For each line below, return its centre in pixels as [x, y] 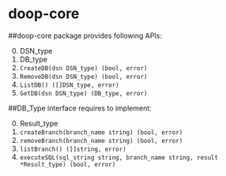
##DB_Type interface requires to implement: [80, 108]
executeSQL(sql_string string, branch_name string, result [119, 157]
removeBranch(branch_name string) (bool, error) [101, 140]
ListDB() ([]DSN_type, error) [70, 85]
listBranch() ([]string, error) [73, 149]
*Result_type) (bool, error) [68, 164]
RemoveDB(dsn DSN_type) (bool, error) [83, 77]
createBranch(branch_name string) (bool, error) [101, 132]
